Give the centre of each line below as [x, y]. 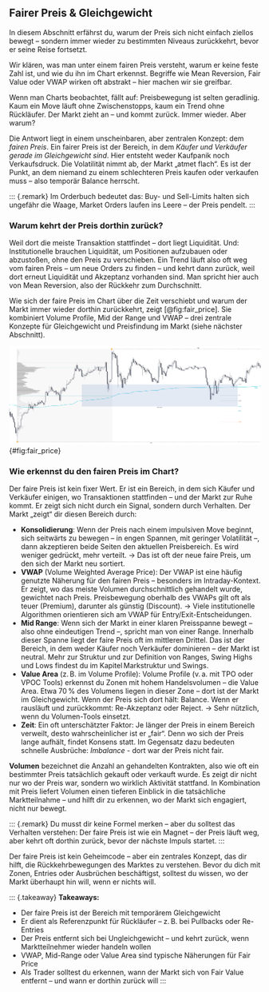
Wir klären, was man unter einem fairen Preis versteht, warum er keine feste [134, 65]
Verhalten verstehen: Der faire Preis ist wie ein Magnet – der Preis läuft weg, [134, 832]
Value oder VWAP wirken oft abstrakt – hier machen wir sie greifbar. [121, 82]
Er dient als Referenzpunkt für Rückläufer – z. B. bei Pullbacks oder [131, 921]
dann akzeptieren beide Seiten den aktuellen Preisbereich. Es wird [129, 546]
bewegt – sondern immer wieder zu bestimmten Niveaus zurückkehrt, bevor [134, 41]
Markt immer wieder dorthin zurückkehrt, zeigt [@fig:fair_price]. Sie [121, 309]
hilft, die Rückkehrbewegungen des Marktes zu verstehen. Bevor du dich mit [135, 865]
